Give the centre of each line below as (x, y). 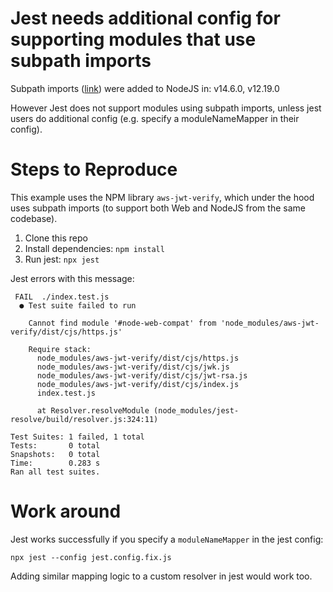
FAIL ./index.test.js (62, 297)
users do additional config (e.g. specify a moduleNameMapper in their (155, 118)
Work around (66, 511)
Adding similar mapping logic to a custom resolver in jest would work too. (161, 576)
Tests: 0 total (55, 445)
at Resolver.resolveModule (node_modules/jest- (138, 410)
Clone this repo (56, 238)
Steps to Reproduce (94, 169)
